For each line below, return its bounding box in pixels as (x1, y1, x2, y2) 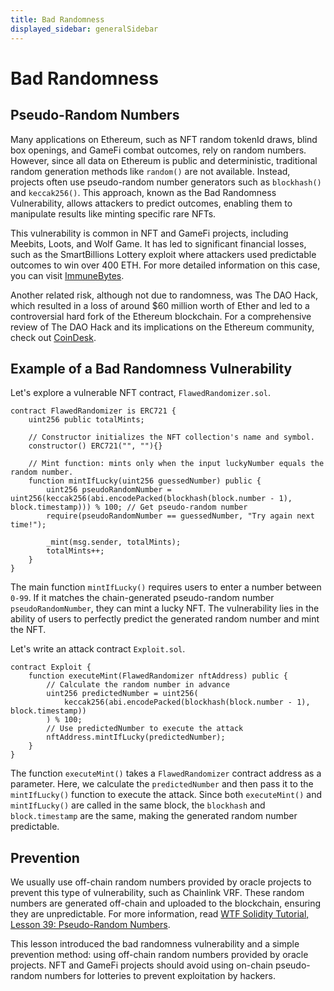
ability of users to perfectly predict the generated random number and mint (10, 613, 320, 625)
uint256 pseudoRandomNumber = (46, 485, 172, 495)
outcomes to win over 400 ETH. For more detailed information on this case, (10, 259, 321, 271)
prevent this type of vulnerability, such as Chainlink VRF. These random (10, 887, 305, 899)
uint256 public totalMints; (28, 415, 145, 425)
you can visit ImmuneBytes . (10, 269, 125, 281)
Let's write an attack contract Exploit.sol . (10, 643, 186, 655)
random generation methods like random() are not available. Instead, (10, 165, 291, 177)
